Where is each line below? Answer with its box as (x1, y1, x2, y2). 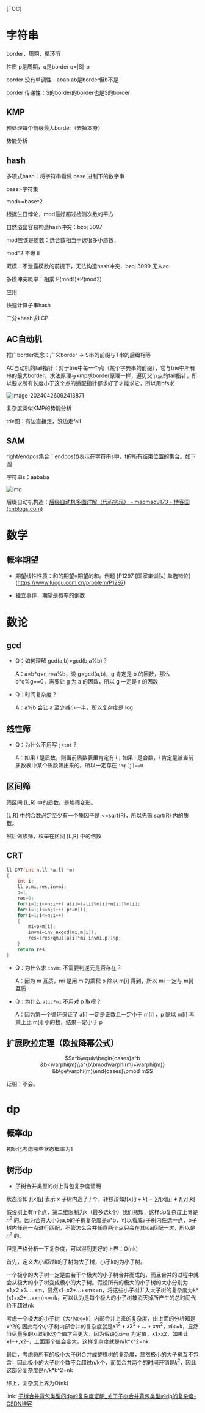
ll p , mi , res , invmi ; (17, 884, 67, 890)
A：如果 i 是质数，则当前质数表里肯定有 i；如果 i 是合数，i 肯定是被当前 (15, 754, 194, 761)
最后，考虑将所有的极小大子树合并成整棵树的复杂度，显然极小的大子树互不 (6, 1351, 193, 1358)
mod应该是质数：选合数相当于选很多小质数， (6, 236, 120, 244)
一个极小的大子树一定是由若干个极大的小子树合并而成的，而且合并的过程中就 (6, 1271, 199, 1278)
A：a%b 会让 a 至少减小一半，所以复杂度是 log (15, 704, 133, 711)
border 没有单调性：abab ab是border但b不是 (6, 76, 119, 83)
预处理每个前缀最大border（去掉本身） (6, 124, 104, 131)
